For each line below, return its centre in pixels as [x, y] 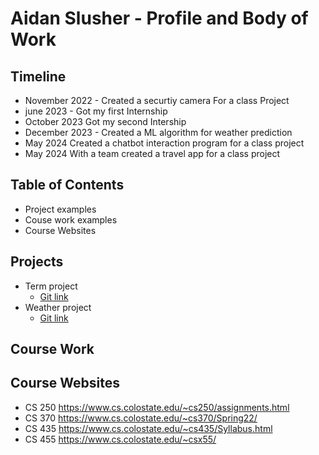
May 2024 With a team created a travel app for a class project [152, 153]
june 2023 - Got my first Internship [96, 111]
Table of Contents [67, 185]
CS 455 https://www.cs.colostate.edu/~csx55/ [120, 439]
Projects [37, 262]
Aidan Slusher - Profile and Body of [159, 18]
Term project [51, 286]
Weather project [58, 307]
